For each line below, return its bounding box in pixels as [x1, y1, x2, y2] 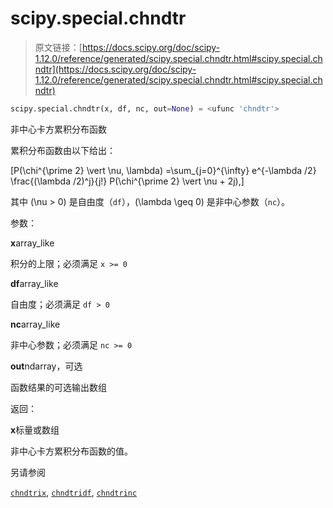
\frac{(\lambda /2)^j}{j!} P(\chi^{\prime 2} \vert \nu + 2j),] [10, 175, 245, 187]
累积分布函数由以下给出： [10, 144, 116, 156]
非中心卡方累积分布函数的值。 [10, 445, 133, 457]
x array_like [10, 237, 55, 249]
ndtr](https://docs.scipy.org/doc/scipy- [34, 63, 197, 75]
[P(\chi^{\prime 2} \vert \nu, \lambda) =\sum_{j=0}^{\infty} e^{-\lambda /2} [10, 164, 317, 176]
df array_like [10, 277, 59, 289]
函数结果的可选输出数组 [10, 381, 107, 393]
